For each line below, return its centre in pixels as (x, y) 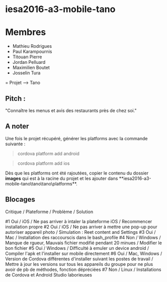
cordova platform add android (48, 153)
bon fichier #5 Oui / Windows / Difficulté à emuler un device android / (77, 248)
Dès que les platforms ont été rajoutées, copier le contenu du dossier (77, 173)
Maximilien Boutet (31, 68)
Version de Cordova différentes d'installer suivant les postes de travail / (79, 259)
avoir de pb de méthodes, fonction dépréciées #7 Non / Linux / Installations (83, 269)
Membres (26, 32)
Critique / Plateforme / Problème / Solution (49, 212)
